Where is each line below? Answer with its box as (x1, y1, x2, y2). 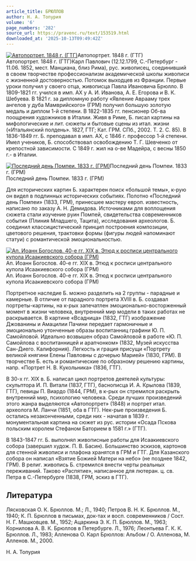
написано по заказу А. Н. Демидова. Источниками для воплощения (6, 205, 176, 212)
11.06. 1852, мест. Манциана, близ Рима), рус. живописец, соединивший (6, 64, 187, 71)
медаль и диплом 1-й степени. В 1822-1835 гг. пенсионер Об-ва (6, 108, 166, 115)
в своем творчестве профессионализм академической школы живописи (6, 71, 190, 77)
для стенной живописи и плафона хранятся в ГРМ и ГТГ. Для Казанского (6, 449, 190, 456)
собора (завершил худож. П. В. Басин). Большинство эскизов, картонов (6, 442, 187, 449)
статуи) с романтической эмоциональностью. (6, 236, 122, 243)
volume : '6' (6, 19, 35, 25)
